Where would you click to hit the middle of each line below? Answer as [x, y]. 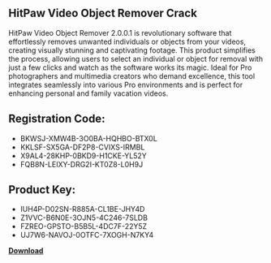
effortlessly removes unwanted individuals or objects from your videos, [127, 41]
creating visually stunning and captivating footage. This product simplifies [132, 50]
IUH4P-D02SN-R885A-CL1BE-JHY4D [82, 209]
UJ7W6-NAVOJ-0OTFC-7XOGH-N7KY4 [87, 235]
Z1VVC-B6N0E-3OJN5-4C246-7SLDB [84, 218]
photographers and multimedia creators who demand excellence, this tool [132, 75]
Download [26, 251]
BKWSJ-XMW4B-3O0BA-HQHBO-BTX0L [89, 138]
